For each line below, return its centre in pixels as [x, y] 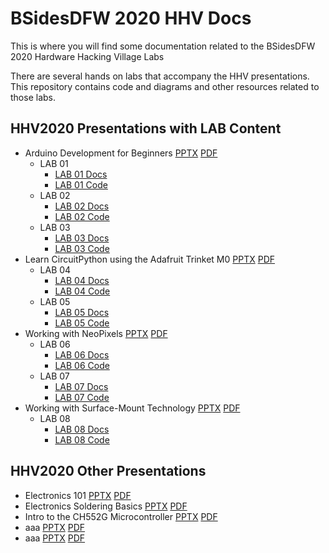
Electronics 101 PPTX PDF [78, 495]
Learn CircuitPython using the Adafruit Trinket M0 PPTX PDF [150, 259]
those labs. [33, 97]
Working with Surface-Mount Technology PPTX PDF [132, 408]
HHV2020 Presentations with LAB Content [146, 128]
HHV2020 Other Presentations [108, 471]
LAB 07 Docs [81, 386]
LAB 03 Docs [82, 238]
